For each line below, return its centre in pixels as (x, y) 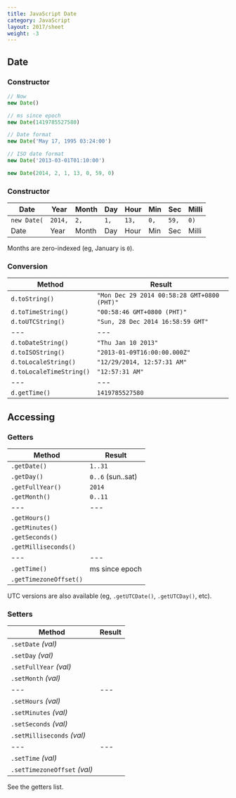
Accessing (31, 417)
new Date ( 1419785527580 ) (44, 122)
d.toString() (33, 299)
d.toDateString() (40, 343)
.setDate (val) (34, 644)
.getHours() (31, 518)
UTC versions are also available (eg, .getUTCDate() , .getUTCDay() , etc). (110, 596)
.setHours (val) (36, 701)
